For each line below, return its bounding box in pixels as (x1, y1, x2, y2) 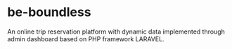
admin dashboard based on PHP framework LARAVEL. (7, 34, 165, 43)
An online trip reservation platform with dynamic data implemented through (7, 27, 225, 36)
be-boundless (7, 4, 91, 20)
